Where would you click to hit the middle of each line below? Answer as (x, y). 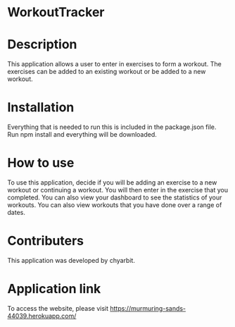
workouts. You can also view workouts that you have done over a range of (115, 205)
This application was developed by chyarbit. (71, 260)
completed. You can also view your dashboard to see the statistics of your (115, 197)
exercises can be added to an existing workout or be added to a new (107, 72)
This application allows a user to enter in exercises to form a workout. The (114, 64)
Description (42, 45)
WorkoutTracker (56, 12)
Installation (41, 107)
